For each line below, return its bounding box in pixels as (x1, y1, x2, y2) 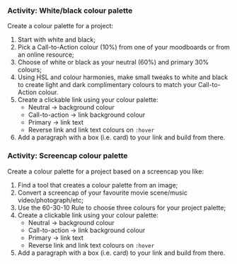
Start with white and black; (17, 35, 96, 44)
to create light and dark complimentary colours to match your (17, 81, 197, 89)
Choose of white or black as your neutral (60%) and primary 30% (17, 58, 209, 67)
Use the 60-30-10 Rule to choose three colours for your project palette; (17, 203, 226, 212)
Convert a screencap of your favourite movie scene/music (17, 188, 187, 197)
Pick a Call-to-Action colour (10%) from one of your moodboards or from (17, 43, 230, 52)
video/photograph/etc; (17, 195, 83, 204)
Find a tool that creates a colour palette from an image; (17, 180, 178, 189)
